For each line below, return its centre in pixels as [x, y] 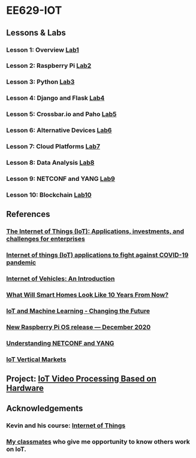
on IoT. [16, 450]
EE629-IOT [34, 11]
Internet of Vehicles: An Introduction [61, 278]
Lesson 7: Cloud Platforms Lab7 [53, 147]
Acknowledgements [45, 408]
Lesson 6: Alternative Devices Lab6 [59, 130]
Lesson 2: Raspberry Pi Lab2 [49, 66]
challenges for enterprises [46, 239]
